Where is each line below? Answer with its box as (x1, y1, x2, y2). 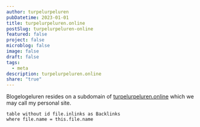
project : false (6, 37, 45, 43)
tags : (6, 59, 20, 65)
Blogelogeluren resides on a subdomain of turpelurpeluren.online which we (6, 93, 194, 100)
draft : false (6, 54, 39, 60)
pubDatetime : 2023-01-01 (6, 15, 69, 21)
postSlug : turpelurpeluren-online (6, 25, 94, 32)
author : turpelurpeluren (6, 8, 69, 15)
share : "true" (6, 76, 42, 82)
